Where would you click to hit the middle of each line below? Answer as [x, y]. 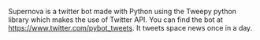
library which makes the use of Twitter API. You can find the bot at [115, 20]
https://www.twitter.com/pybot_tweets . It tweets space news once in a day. [130, 28]
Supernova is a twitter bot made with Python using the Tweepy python [122, 11]
